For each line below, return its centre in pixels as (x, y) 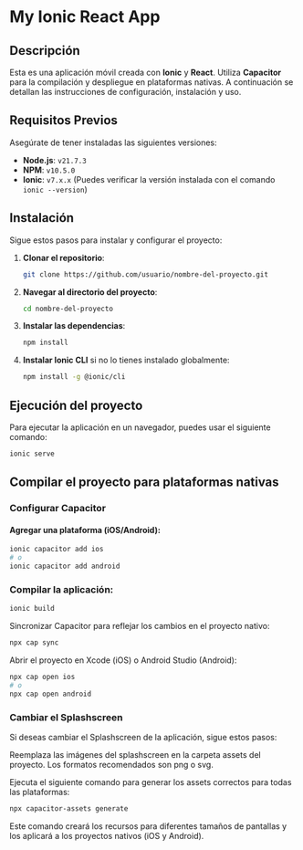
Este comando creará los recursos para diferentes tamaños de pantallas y (148, 826)
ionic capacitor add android (65, 567)
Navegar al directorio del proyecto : (90, 292)
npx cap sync (34, 643)
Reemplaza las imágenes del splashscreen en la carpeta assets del (136, 754)
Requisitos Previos (64, 121)
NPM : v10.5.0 (49, 170)
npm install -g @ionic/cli (74, 377)
